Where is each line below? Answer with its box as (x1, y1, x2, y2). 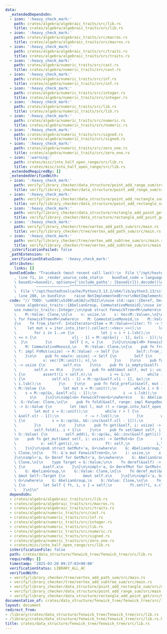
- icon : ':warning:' (9, 155, 52, 160)
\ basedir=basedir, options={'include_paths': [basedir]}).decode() (14, 280, 159, 284)
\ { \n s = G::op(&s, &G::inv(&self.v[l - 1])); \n (14, 418, 143, 423)
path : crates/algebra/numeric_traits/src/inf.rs (14, 76, 117, 81)
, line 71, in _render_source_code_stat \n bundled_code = (14, 275, 143, 280)
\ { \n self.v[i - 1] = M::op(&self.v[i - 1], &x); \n (14, 376, 150, 381)
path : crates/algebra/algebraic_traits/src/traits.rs (14, 49, 128, 54)
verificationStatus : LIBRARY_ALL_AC (9, 565, 85, 571)
